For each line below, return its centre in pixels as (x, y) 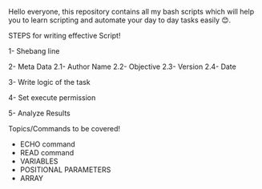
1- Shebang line (34, 51)
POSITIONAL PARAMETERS (65, 170)
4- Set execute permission (52, 98)
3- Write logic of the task (49, 82)
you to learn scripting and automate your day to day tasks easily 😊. (120, 20)
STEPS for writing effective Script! (64, 36)
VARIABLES (39, 161)
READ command (47, 153)
